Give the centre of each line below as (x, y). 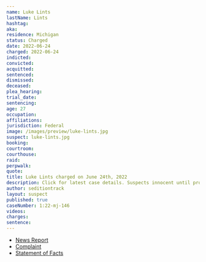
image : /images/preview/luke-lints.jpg (57, 132)
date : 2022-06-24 (29, 47)
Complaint (28, 246)
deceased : (19, 86)
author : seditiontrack (35, 189)
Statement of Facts (39, 253)
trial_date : (21, 97)
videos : (16, 211)
